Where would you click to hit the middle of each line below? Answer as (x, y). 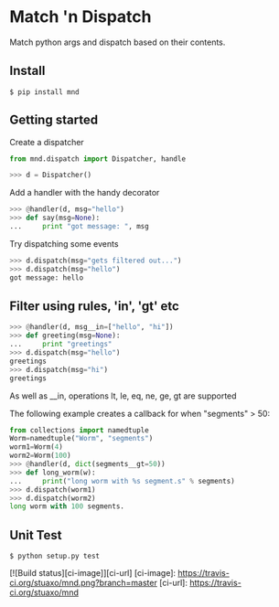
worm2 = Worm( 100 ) (40, 456)
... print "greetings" (61, 345)
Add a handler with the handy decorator (85, 193)
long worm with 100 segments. (67, 506)
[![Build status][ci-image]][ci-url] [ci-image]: (93, 573)
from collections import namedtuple (79, 430)
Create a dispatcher (47, 142)
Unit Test (36, 535)
